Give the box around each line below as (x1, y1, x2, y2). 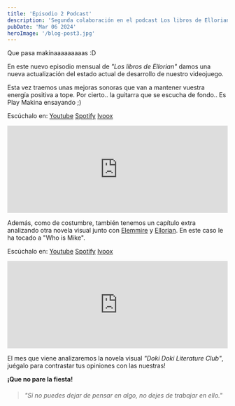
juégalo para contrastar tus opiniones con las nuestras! (7, 361, 166, 370)
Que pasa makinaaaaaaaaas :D (7, 49, 97, 57)
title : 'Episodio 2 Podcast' (7, 10, 92, 17)
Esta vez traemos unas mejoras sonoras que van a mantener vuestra (7, 83, 205, 92)
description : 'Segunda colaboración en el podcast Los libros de (7, 17, 201, 24)
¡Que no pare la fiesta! (7, 375, 73, 384)
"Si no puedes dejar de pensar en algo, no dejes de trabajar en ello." (24, 391, 222, 399)
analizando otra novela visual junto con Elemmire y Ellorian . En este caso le (7, 226, 224, 235)
